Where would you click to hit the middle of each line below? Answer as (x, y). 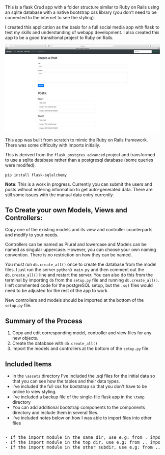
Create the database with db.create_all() (55, 343)
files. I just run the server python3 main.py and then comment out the (75, 270)
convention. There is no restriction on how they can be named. (69, 255)
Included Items (28, 364)
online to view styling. (34, 391)
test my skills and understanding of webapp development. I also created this (82, 32)
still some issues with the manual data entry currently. (60, 195)
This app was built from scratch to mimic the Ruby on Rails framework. (77, 140)
